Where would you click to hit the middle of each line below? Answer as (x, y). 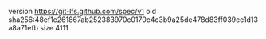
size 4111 (54, 28)
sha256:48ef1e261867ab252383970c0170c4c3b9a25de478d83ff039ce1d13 (133, 19)
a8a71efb (23, 28)
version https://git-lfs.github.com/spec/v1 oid (82, 11)
